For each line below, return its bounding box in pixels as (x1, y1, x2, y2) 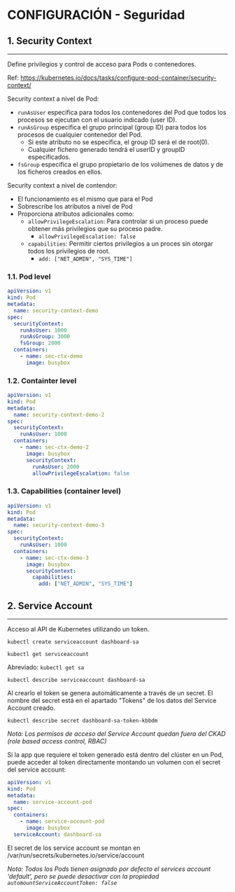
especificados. (27, 153, 71, 161)
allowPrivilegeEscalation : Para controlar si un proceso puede (27, 217, 208, 225)
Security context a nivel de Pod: (7, 95, 99, 103)
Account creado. (7, 704, 56, 712)
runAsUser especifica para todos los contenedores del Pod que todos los (17, 109, 227, 116)
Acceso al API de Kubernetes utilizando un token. (7, 625, 150, 633)
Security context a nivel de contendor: (7, 181, 117, 189)
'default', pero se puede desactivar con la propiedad (7, 872, 159, 880)
